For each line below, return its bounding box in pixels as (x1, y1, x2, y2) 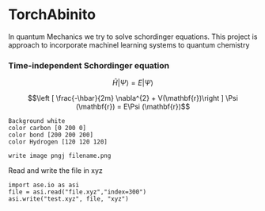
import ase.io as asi (8, 181, 80, 190)
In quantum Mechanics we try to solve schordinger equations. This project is (8, 32, 258, 41)
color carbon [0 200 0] (8, 125, 87, 132)
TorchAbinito (8, 6, 97, 24)
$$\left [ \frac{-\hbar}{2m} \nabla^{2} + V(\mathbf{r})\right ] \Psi (27, 94, 239, 103)
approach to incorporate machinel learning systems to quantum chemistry (8, 40, 250, 49)
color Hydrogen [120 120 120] (8, 138, 108, 146)
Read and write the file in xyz (8, 166, 103, 175)
